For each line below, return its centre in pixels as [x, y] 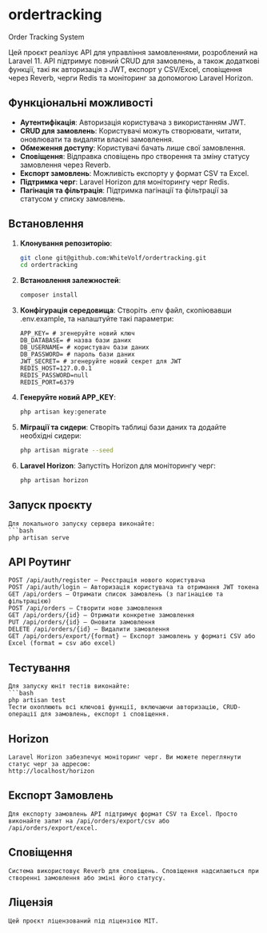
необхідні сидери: [50, 436]
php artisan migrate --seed [66, 451]
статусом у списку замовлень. [72, 198]
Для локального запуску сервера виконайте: [82, 524]
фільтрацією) [30, 601]
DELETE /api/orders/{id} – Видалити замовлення [89, 629]
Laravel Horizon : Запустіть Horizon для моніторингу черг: [118, 465]
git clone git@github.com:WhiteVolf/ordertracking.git [113, 257]
